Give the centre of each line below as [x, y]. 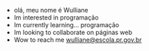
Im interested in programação [56, 17]
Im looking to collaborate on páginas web [73, 32]
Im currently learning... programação [66, 25]
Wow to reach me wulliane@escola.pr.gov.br [78, 40]
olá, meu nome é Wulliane [51, 10]
